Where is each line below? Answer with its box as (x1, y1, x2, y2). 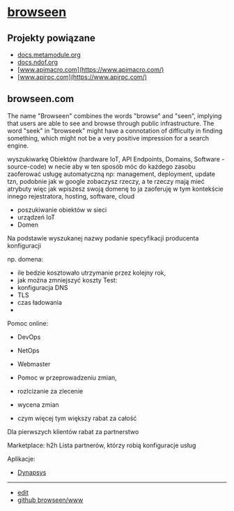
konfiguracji (7, 241, 42, 250)
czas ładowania (17, 298, 63, 306)
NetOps (17, 346, 40, 354)
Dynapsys (17, 468, 47, 476)
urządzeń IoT (17, 213, 56, 221)
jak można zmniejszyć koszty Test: (17, 275, 118, 284)
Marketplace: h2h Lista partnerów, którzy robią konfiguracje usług (7, 441, 196, 449)
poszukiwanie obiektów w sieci (17, 206, 107, 214)
